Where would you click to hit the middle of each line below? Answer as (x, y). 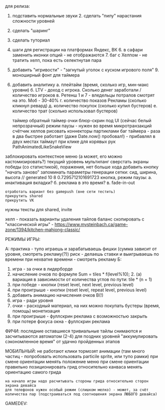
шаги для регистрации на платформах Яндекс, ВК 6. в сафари (77, 50)
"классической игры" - (29, 224)
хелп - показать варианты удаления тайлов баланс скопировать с (75, 219)
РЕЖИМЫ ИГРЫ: (23, 239)
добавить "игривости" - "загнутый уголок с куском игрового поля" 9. (85, 70)
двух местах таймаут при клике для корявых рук (64, 141)
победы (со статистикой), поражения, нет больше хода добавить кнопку (82, 167)
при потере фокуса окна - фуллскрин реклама (61, 321)
